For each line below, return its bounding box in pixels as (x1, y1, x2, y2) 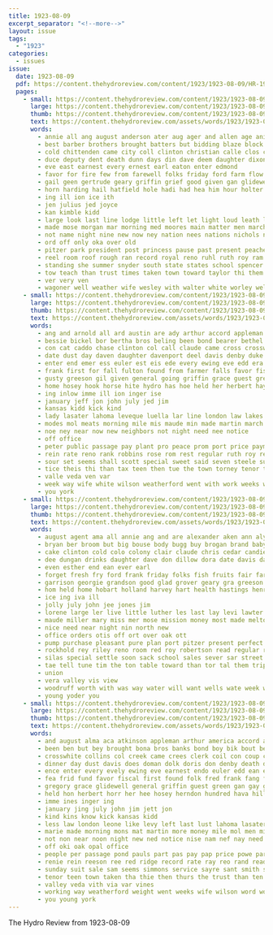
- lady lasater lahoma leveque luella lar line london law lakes (37, 412, 264, 421)
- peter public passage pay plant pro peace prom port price (37, 442, 249, 451)
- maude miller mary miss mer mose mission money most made (37, 616, 245, 624)
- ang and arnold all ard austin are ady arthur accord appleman (37, 329, 264, 337)
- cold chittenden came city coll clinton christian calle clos (37, 148, 260, 156)
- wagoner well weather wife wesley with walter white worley (37, 284, 253, 292)
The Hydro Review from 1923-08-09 (8, 918, 130, 927)
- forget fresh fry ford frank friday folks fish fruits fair (37, 570, 253, 579)
